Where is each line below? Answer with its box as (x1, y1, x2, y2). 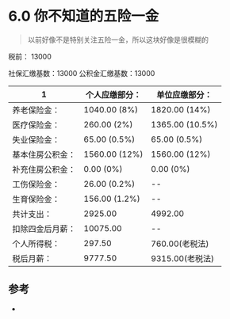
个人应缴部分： (85, 89, 141, 100)
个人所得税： (12, 238, 61, 249)
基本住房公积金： (12, 149, 77, 160)
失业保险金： (12, 134, 61, 145)
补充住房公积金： (12, 164, 77, 175)
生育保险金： (12, 193, 61, 204)
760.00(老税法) (150, 238, 209, 249)
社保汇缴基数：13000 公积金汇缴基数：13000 (8, 68, 155, 78)
